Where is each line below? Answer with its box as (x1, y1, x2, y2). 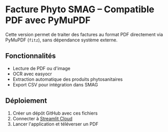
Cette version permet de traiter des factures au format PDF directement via (5, 31, 163, 37)
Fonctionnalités (5, 52, 56, 60)
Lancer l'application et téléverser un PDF (12, 121, 99, 127)
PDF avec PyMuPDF (5, 14, 91, 26)
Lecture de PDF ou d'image (12, 65, 70, 71)
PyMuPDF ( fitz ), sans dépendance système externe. (5, 37, 118, 43)
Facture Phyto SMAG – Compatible (5, 4, 155, 15)
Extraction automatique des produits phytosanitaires (12, 76, 123, 82)
